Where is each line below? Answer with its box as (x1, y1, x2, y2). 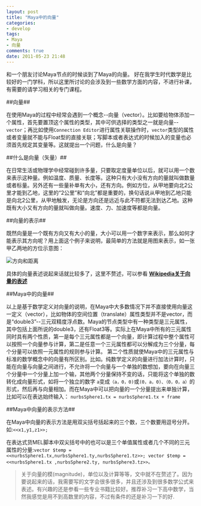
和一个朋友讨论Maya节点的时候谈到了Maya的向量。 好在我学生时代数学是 (6, 70, 187, 78)
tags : (6, 31, 20, 37)
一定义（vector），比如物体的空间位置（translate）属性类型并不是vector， (6, 310, 187, 318)
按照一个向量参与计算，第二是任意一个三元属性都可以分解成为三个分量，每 (11, 340, 195, 348)
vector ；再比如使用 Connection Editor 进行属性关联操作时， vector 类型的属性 (6, 126, 194, 133)
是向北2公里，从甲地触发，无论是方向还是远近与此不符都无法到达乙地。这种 (6, 196, 193, 204)
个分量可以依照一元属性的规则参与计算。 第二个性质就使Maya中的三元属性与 (6, 348, 194, 355)
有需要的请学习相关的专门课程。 (6, 85, 85, 93)
